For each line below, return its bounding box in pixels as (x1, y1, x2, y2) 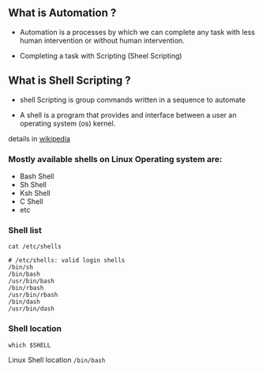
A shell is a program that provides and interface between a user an (19, 110, 237, 119)
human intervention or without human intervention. (19, 36, 185, 45)
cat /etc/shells (8, 242, 62, 251)
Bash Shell (19, 171, 54, 181)
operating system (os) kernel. (19, 118, 116, 128)
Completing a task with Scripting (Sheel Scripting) (19, 51, 182, 60)
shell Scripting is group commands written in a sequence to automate (19, 95, 246, 104)
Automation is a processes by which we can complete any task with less (19, 27, 255, 36)
